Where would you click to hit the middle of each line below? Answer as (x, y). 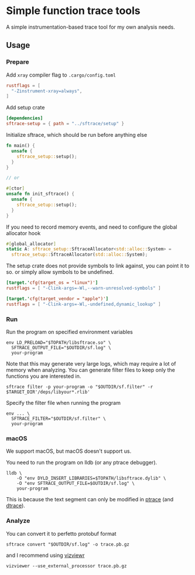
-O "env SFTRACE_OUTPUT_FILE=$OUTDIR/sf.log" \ (76, 484)
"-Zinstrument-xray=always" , (47, 91)
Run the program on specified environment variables (69, 332)
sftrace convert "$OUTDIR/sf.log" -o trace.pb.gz (68, 544)
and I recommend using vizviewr (45, 555)
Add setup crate (25, 108)
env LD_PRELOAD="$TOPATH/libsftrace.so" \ (59, 342)
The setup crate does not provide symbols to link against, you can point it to (98, 266)
